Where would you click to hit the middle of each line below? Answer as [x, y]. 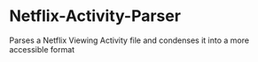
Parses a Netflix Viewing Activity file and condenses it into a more [129, 40]
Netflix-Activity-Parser [95, 16]
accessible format [42, 49]
